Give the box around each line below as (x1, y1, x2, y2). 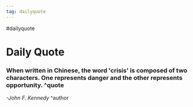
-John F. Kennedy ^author (6, 95, 69, 102)
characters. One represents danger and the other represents (6, 73, 183, 82)
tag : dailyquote (6, 8, 46, 15)
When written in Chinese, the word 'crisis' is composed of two (6, 66, 188, 74)
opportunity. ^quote (6, 81, 64, 89)
